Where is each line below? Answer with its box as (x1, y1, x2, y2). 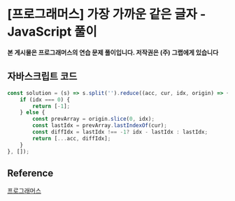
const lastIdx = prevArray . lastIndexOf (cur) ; (32, 122, 168, 129)
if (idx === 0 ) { (20, 96, 71, 103)
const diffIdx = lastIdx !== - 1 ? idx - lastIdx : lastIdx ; (32, 128, 208, 135)
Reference (7, 167, 54, 179)
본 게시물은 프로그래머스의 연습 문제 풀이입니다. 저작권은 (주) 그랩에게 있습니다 (7, 48, 219, 57)
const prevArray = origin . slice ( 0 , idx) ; (32, 116, 155, 123)
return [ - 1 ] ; (32, 103, 71, 110)
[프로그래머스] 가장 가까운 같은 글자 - (7, 6, 206, 22)
